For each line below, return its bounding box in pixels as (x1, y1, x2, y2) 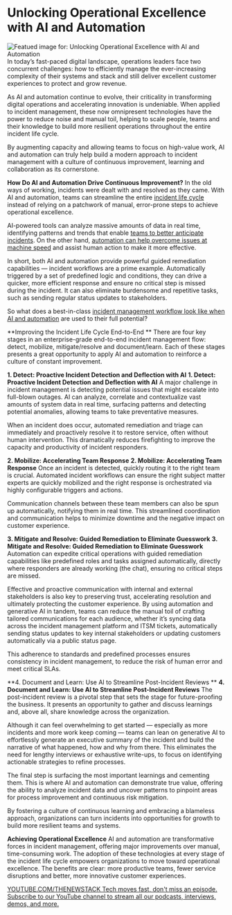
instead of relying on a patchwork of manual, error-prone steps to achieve (7, 200, 218, 208)
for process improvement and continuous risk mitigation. (7, 793, 168, 801)
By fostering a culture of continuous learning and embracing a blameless (7, 806, 215, 815)
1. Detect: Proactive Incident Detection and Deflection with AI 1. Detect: (7, 371, 216, 379)
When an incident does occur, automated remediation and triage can (7, 420, 203, 429)
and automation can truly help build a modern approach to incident (7, 150, 198, 159)
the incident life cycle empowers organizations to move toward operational (7, 857, 220, 865)
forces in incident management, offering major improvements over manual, (7, 842, 220, 850)
